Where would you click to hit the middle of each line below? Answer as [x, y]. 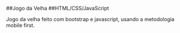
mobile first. [20, 25]
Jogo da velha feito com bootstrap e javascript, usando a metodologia [90, 19]
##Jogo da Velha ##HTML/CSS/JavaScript [58, 8]
